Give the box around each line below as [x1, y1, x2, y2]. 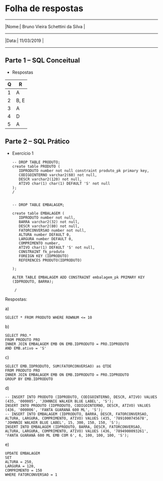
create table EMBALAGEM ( [12, 211, 65, 216]
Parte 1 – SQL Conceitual [5, 57, 80, 65]
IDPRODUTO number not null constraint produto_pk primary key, [18, 168, 149, 173]
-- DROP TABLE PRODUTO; [12, 159, 61, 165]
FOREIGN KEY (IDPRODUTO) [18, 253, 69, 258]
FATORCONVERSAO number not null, [18, 228, 86, 233]
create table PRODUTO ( [12, 164, 61, 169]
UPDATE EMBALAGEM [5, 451, 40, 456]
